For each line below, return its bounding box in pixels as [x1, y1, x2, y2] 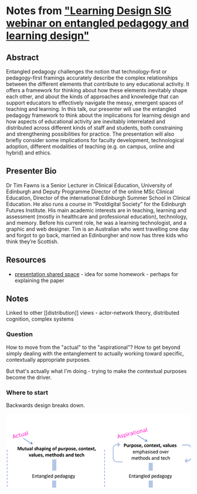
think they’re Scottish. [6, 238, 59, 245]
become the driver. [6, 374, 52, 381]
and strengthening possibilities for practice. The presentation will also [6, 130, 175, 137]
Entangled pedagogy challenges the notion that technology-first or [6, 68, 167, 75]
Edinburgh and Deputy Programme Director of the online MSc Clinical [6, 188, 174, 195]
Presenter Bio [6, 166, 57, 176]
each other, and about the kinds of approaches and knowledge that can [6, 93, 179, 100]
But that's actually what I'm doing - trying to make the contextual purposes [6, 367, 187, 374]
